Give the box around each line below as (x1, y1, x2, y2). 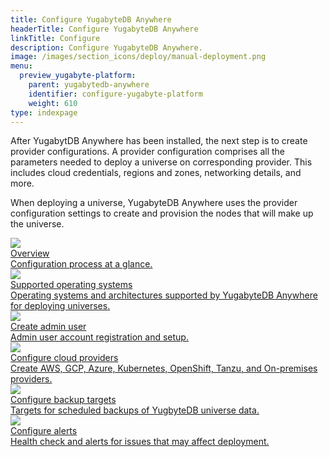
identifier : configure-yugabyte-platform (28, 89, 203, 99)
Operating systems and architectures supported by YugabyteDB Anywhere (10, 289, 318, 301)
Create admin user (10, 321, 87, 333)
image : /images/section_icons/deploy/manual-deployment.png (10, 52, 267, 62)
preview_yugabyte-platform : (19, 71, 137, 81)
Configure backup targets (10, 394, 117, 406)
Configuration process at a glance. (10, 258, 153, 270)
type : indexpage (10, 107, 78, 118)
